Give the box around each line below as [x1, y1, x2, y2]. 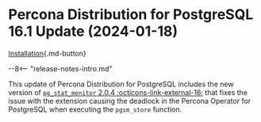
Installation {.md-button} [8, 48, 87, 58]
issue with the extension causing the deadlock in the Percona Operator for [8, 96, 251, 105]
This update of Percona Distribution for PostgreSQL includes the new [8, 79, 234, 89]
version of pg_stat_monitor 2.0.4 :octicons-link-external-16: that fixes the [8, 87, 248, 97]
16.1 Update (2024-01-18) [8, 22, 178, 40]
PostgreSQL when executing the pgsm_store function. [8, 105, 182, 114]
